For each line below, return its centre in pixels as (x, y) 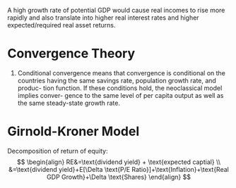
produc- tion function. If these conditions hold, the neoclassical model (120, 88)
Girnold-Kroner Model (73, 131)
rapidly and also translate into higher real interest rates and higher (103, 18)
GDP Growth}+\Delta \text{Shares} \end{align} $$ (119, 177)
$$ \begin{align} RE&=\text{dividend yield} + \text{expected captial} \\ (119, 162)
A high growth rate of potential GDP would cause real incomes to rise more (116, 10)
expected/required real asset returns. (61, 25)
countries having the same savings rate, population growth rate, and (117, 80)
